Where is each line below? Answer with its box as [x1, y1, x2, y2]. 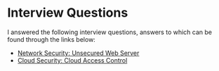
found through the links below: [7, 35, 96, 43]
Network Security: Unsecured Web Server [17, 49, 140, 57]
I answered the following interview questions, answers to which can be [7, 28, 213, 36]
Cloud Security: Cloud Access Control [17, 56, 128, 64]
